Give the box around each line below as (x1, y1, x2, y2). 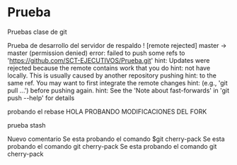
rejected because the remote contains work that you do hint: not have (7, 63, 211, 72)
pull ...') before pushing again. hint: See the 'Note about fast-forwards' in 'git (7, 86, 230, 94)
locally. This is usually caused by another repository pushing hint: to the (7, 71, 217, 80)
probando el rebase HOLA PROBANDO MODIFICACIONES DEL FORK (7, 107, 207, 116)
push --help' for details (7, 93, 75, 102)
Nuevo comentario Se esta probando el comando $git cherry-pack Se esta (7, 135, 225, 143)
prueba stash (7, 121, 46, 129)
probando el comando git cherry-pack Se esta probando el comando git (7, 142, 217, 150)
